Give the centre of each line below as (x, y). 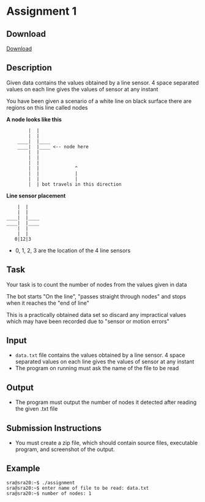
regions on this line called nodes (47, 107)
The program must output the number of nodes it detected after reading (106, 402)
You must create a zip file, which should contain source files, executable (106, 443)
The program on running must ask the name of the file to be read (97, 368)
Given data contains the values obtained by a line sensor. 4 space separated (102, 82)
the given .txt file (36, 409)
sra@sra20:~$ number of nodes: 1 (49, 493)
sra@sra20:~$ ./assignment (41, 482)
